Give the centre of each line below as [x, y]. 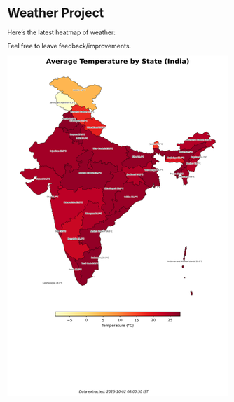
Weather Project [56, 13]
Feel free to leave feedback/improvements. [69, 46]
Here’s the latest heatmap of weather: [61, 32]
